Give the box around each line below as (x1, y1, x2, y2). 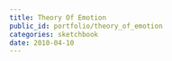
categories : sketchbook (9, 30, 99, 39)
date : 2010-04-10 (9, 38, 75, 48)
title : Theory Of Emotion (9, 13, 106, 22)
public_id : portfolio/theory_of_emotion (9, 22, 164, 30)
